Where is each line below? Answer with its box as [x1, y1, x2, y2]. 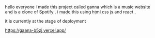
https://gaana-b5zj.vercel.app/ [5, 28, 66, 33]
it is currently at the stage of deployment [5, 19, 86, 24]
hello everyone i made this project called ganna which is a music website [5, 4, 151, 9]
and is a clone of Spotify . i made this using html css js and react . [5, 9, 136, 15]
